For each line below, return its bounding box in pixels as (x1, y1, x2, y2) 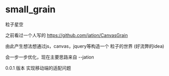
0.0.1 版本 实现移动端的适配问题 (5, 65, 72, 71)
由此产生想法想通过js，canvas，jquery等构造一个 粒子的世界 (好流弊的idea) (5, 43, 164, 49)
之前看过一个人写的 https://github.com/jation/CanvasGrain (5, 32, 128, 38)
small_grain (5, 4, 56, 15)
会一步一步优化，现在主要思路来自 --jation (5, 54, 94, 60)
